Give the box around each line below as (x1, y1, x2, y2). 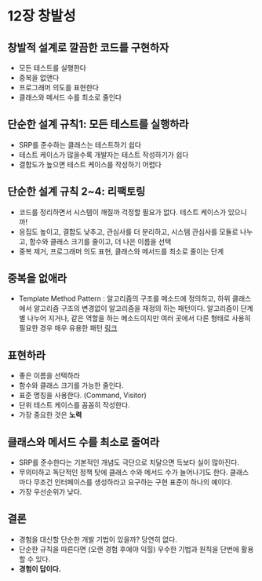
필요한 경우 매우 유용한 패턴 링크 (18, 323, 118, 333)
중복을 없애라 (7, 272, 67, 285)
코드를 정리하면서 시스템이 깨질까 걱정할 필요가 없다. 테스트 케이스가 (18, 207, 227, 217)
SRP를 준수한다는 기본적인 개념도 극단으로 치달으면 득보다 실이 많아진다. (18, 458, 240, 467)
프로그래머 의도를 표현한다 (18, 83, 100, 92)
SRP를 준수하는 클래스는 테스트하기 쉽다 (18, 140, 142, 149)
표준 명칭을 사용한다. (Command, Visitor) (18, 390, 147, 400)
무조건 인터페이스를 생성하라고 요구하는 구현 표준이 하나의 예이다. (33, 477, 233, 487)
